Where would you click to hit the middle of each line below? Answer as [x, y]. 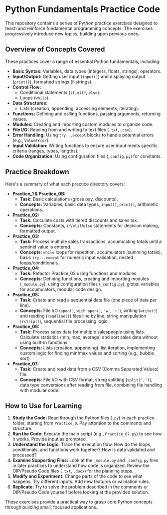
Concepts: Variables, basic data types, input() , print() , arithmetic [89, 204]
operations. [31, 209]
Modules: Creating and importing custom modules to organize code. [83, 124]
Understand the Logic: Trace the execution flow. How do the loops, [82, 444]
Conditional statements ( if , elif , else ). [60, 92]
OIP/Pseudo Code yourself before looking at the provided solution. [81, 492]
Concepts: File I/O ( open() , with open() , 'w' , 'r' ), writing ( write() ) [89, 310]
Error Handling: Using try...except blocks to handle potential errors [83, 135]
